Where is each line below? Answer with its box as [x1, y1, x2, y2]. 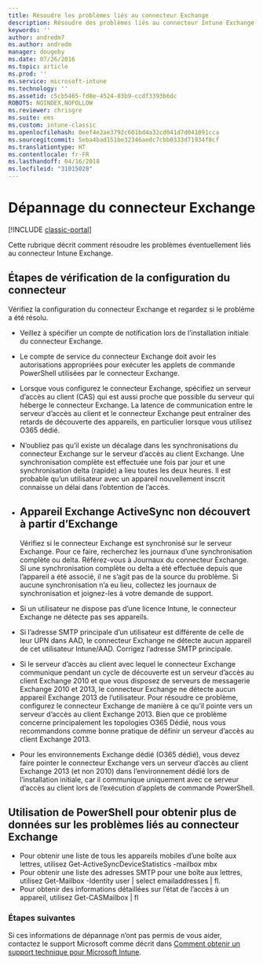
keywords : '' [8, 26, 51, 34]
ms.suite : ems [8, 114, 55, 122]
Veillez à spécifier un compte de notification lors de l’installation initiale [19, 328, 249, 337]
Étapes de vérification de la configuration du [8, 271, 230, 285]
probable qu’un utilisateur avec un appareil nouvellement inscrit [19, 473, 225, 484]
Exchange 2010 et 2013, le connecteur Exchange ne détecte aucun [19, 684, 236, 694]
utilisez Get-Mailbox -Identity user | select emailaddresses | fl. [19, 876, 221, 885]
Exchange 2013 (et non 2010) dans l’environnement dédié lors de [19, 766, 230, 775]
